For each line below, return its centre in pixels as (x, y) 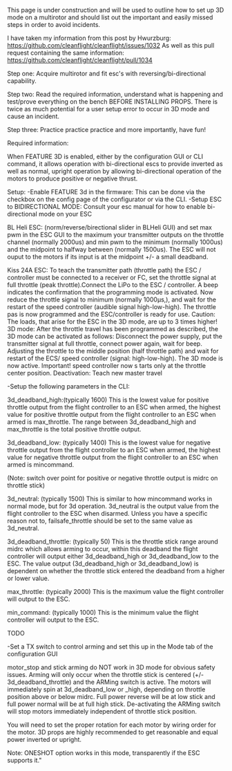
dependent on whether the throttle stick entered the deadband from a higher (116, 571)
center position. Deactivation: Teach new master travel (85, 373)
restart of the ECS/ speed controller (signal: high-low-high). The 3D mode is (115, 358)
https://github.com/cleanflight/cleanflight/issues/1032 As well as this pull (111, 45)
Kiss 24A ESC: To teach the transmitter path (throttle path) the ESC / (104, 270)
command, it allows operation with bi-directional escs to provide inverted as (115, 164)
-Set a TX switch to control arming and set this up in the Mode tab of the (110, 647)
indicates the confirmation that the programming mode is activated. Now (110, 292)
